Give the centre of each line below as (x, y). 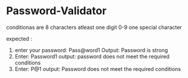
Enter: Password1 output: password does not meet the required (92, 56)
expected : (19, 38)
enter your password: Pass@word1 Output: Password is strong (91, 50)
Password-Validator (57, 11)
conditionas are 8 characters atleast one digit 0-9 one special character (94, 27)
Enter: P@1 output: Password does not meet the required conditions (98, 69)
